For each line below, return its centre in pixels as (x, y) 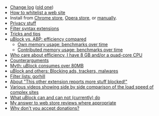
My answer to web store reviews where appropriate (63, 103)
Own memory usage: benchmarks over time (62, 44)
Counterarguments (29, 60)
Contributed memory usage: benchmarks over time (70, 50)
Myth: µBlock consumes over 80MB (47, 65)
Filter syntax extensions (34, 28)
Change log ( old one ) (32, 7)
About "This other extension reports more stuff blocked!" (68, 81)
